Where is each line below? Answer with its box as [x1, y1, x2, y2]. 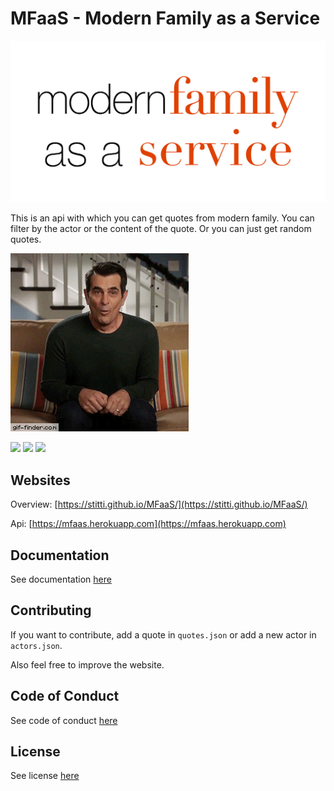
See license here [10, 770, 80, 782]
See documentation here [10, 573, 112, 585]
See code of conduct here [10, 714, 118, 726]
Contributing [10, 602, 92, 619]
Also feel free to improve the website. [10, 658, 165, 671]
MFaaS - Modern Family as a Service [10, 7, 321, 30]
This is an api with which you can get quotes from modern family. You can [10, 212, 315, 224]
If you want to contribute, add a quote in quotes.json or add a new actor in [10, 628, 317, 641]
